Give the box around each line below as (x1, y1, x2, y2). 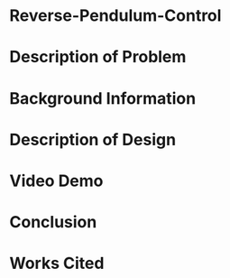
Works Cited (9, 254, 105, 273)
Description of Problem (9, 47, 187, 68)
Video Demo (9, 171, 104, 190)
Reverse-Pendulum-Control (9, 5, 222, 26)
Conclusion (9, 212, 97, 233)
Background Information (9, 88, 197, 108)
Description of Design (9, 129, 177, 150)
